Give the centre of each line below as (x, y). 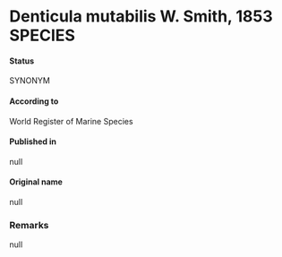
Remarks (29, 225)
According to (34, 101)
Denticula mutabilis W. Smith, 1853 (141, 17)
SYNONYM (30, 81)
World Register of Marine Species (71, 121)
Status (22, 61)
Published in (33, 141)
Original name (36, 182)
